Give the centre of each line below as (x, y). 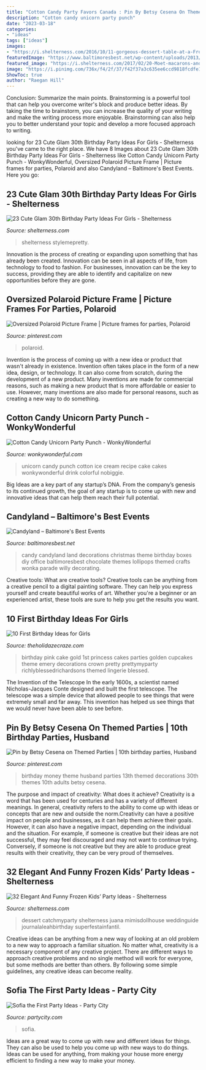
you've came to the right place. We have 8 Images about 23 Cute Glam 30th (102, 149)
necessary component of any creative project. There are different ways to (100, 952)
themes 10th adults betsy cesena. (64, 782)
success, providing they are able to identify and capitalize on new (89, 273)
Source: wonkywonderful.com (44, 454)
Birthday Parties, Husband (58, 737)
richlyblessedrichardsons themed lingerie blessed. (85, 671)
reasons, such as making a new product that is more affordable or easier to (101, 385)
